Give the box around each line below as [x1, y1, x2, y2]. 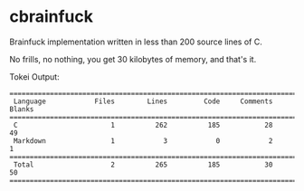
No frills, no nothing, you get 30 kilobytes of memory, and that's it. [9, 53, 257, 64]
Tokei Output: [9, 71, 61, 82]
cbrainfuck [9, 6, 93, 27]
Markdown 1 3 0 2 [13, 136, 273, 146]
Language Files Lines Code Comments [13, 97, 273, 106]
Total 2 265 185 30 [13, 160, 273, 169]
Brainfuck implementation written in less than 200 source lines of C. [9, 36, 262, 47]
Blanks [9, 104, 34, 114]
